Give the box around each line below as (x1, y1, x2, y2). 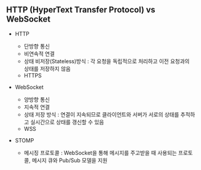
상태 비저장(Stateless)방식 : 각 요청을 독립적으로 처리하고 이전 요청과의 (23, 57, 190, 65)
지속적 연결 (23, 103, 50, 111)
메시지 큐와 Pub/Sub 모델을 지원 (32, 156, 108, 164)
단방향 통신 (23, 42, 50, 50)
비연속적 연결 (23, 50, 55, 57)
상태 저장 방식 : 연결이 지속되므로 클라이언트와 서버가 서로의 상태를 (23, 111, 179, 118)
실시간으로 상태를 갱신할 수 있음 (30, 118, 104, 126)
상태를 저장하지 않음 (23, 65, 71, 72)
